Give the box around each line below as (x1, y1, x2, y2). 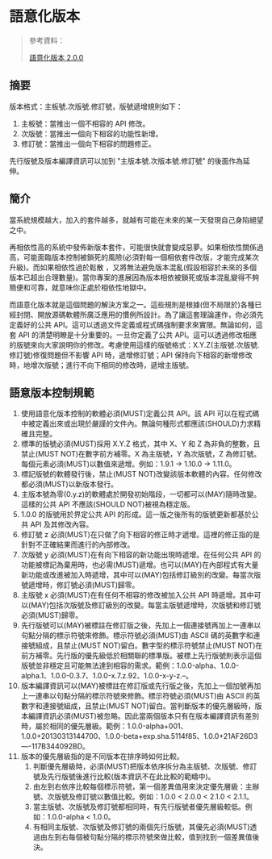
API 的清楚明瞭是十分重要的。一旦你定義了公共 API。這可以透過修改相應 (18, 330, 257, 340)
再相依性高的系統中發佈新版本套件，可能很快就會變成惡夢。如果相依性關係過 (9, 242, 264, 252)
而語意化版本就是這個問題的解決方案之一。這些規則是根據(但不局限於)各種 (9, 299, 255, 309)
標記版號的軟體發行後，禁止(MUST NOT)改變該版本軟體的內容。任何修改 (20, 469, 262, 479)
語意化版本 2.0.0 (28, 52, 84, 62)
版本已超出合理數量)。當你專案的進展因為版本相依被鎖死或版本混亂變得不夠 (9, 272, 260, 282)
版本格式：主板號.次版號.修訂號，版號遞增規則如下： (9, 102, 184, 111)
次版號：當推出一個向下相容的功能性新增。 (20, 128, 163, 138)
